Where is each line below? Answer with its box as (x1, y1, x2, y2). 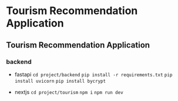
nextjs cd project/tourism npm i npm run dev (14, 88, 123, 95)
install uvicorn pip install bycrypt (14, 78, 106, 84)
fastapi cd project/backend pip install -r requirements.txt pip (14, 70, 173, 78)
